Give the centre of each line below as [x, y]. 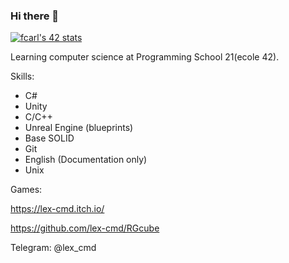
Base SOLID [49, 138]
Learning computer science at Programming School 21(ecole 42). [145, 57]
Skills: [22, 76]
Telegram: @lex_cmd [53, 248]
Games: [26, 190]
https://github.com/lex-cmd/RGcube [85, 228]
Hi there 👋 [35, 16]
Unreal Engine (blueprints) [79, 128]
